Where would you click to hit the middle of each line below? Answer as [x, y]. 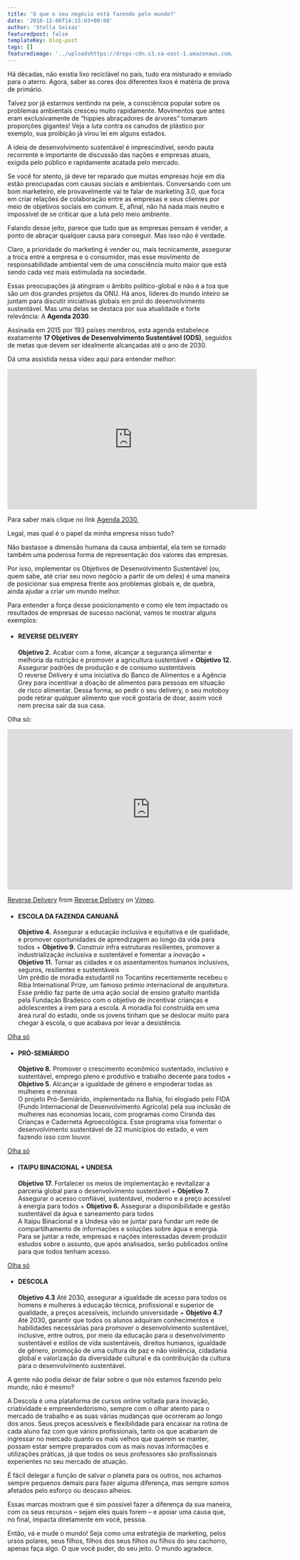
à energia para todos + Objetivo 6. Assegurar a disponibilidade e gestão [124, 1205]
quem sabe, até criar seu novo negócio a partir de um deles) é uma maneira [119, 576]
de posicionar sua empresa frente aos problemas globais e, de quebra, [111, 583]
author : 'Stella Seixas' [44, 27]
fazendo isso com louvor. [55, 1137]
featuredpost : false [38, 34]
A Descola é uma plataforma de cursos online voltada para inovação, [109, 1401]
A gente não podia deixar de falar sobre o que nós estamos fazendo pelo [115, 1379]
